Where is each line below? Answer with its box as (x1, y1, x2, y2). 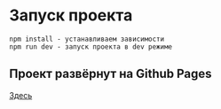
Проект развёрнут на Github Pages (9, 66, 212, 82)
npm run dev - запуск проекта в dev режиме (9, 42, 173, 51)
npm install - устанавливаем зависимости (9, 35, 165, 43)
